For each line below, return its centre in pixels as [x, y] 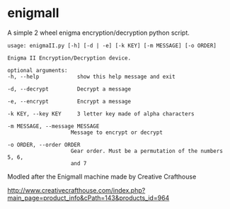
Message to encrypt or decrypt [116, 132]
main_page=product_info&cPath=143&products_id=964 [88, 198]
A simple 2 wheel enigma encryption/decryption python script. [98, 33]
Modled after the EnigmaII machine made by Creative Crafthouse [102, 176]
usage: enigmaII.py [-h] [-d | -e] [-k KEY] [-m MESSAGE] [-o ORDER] [112, 45]
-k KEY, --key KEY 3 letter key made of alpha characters [101, 114]
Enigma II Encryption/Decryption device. [69, 58]
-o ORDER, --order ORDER [44, 145]
